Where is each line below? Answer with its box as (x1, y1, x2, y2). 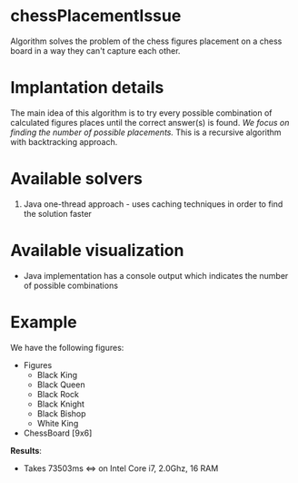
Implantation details (10, 77, 164, 98)
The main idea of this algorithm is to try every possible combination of (10, 107, 273, 118)
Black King (36, 369, 78, 380)
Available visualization (10, 241, 184, 261)
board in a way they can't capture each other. (10, 45, 181, 56)
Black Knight (36, 398, 85, 409)
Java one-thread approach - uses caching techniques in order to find (23, 198, 283, 210)
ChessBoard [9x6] (23, 427, 93, 438)
